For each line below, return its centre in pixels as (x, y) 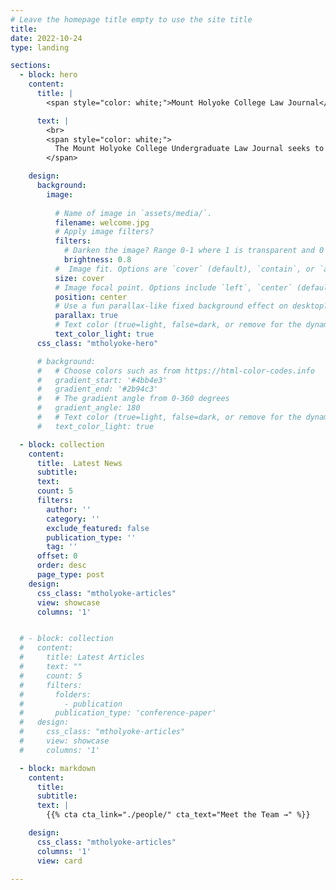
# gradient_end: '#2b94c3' (97, 389)
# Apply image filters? (104, 232)
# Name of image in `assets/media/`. (133, 213)
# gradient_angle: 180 (88, 408)
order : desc (61, 566)
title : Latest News (79, 463)
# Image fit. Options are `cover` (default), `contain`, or (184, 269)
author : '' (69, 509)
